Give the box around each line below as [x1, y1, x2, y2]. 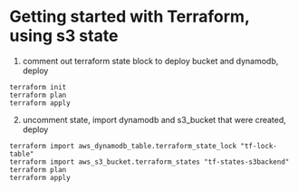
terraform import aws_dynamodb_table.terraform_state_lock [9, 141, 237, 150]
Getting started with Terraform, [9, 6, 250, 27]
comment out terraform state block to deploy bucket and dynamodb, [22, 55, 279, 66]
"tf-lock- [240, 141, 278, 150]
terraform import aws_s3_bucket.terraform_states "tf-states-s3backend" [9, 157, 290, 167]
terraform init [9, 82, 67, 91]
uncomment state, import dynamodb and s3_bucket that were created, [22, 114, 287, 125]
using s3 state [9, 25, 119, 46]
